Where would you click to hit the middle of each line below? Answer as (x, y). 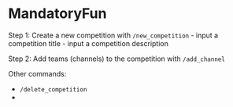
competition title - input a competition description (89, 43)
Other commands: (37, 73)
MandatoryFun (57, 14)
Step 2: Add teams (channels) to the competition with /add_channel (117, 59)
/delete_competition (53, 89)
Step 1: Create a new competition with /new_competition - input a (113, 35)
